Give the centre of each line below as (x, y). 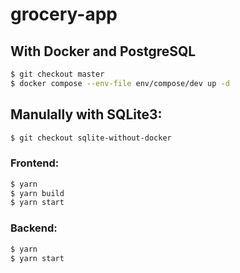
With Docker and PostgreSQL (103, 51)
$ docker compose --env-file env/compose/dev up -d (120, 83)
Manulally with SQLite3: (86, 114)
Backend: (34, 228)
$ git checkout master (57, 74)
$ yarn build (37, 193)
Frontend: (35, 163)
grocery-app (64, 14)
